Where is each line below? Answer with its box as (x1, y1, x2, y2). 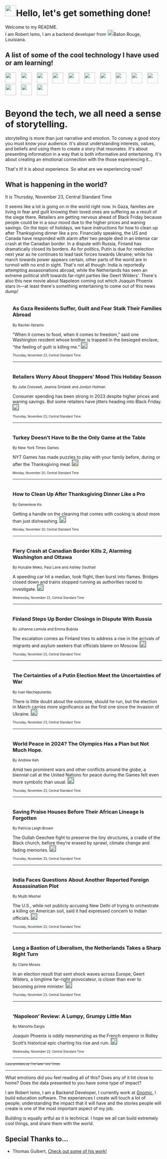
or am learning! (5, 59, 54, 67)
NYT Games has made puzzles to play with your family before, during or (12, 454, 161, 460)
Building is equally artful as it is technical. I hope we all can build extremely (5, 1115, 158, 1121)
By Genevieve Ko (12, 502, 42, 507)
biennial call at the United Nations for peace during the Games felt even (12, 772, 159, 777)
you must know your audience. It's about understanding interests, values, (5, 140, 156, 146)
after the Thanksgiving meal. (12, 461, 71, 467)
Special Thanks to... (5, 1135, 69, 1144)
